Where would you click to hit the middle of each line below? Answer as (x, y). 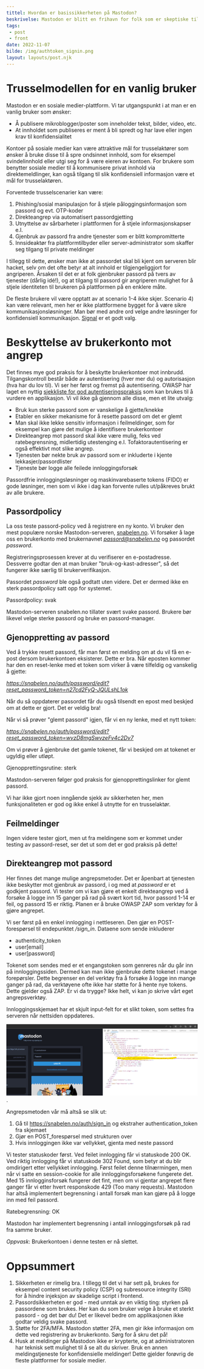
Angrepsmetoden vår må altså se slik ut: (57, 1112)
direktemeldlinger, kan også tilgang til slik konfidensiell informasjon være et (100, 174)
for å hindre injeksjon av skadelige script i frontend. (79, 1296)
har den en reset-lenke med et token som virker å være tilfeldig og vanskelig (102, 665)
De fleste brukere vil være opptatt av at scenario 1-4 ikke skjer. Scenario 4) (100, 298)
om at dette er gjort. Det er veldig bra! (54, 708)
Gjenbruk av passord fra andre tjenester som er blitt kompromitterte (100, 236)
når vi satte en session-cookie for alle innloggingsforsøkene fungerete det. (100, 1174)
